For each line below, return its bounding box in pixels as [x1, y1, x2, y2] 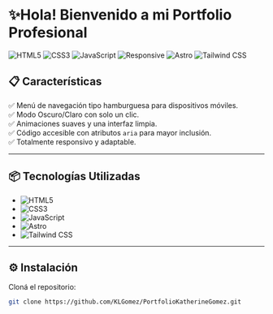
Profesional [8, 24, 88, 42]
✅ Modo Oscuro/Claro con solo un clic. [8, 110, 140, 119]
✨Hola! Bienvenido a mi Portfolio [8, 6, 232, 24]
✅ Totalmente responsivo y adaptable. [8, 136, 136, 147]
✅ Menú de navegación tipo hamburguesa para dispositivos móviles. [8, 100, 238, 110]
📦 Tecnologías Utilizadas [8, 170, 141, 183]
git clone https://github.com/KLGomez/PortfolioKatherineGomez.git [8, 298, 242, 306]
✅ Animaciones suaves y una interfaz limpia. [8, 118, 158, 128]
